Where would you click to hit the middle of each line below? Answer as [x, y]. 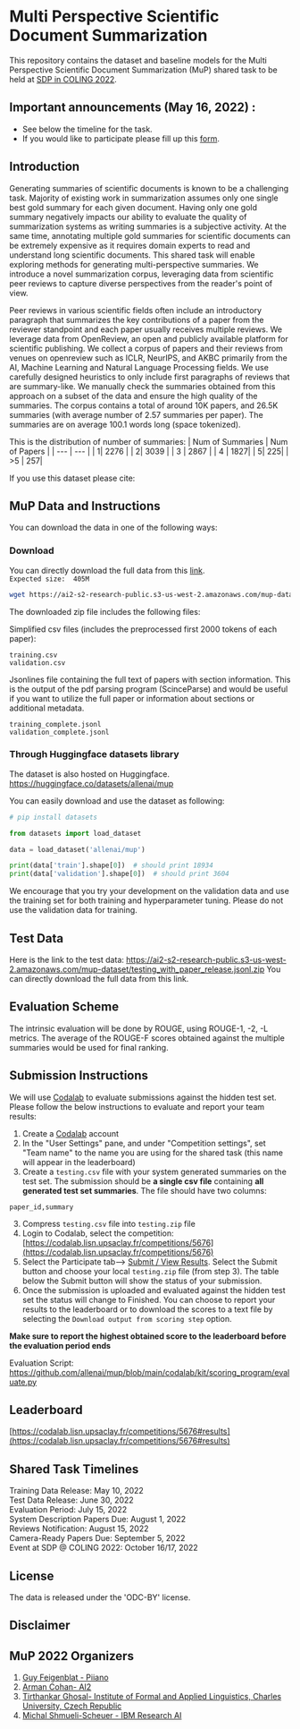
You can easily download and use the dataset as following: [117, 801]
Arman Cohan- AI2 [57, 1687]
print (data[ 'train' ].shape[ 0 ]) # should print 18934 [112, 865]
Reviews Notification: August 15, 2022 [79, 1529]
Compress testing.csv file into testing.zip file [109, 1223]
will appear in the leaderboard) [79, 1162]
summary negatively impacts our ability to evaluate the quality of [128, 217]
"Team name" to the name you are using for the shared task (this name [153, 1153]
